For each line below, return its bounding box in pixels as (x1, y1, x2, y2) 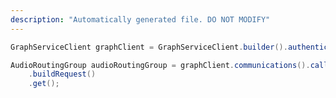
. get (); (28, 79, 60, 89)
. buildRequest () (28, 69, 97, 80)
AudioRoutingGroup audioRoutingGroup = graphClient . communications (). (10, 60, 311, 70)
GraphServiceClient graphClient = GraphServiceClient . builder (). (10, 42, 288, 52)
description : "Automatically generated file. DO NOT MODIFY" (10, 14, 271, 25)
